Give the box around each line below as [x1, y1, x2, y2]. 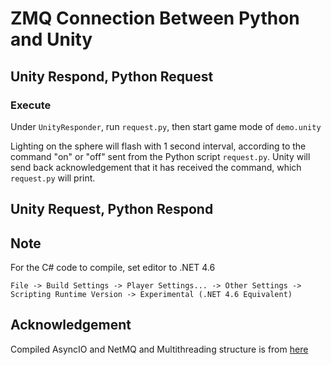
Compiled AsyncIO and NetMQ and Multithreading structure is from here [10, 343, 309, 355]
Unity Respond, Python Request [10, 68, 214, 85]
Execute [10, 98, 52, 112]
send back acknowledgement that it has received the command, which [10, 161, 302, 173]
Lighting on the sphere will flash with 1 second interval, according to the [10, 140, 307, 152]
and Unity [10, 28, 93, 51]
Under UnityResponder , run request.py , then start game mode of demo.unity [10, 120, 322, 132]
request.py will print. [10, 172, 96, 184]
